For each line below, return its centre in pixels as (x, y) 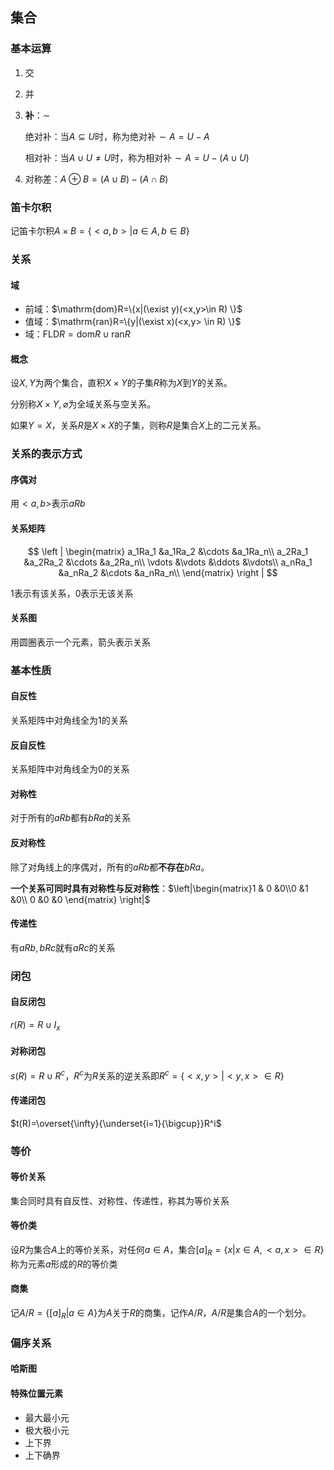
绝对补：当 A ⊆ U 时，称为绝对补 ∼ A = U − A (117, 136)
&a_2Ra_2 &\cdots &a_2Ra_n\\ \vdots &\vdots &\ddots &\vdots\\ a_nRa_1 (168, 562)
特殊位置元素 (36, 1393)
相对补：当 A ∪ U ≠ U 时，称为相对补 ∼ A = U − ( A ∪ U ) (137, 157)
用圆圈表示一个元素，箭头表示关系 (80, 642)
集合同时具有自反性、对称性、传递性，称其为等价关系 (120, 1200)
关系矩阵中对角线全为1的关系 (69, 720)
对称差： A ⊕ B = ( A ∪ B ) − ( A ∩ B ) (96, 179)
